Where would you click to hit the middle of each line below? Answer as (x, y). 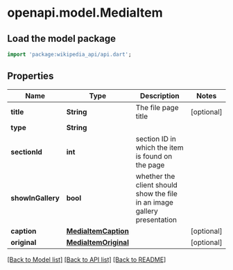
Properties (31, 76)
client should (157, 184)
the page (150, 165)
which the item (159, 148)
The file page (157, 107)
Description (159, 95)
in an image (154, 202)
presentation (156, 219)
